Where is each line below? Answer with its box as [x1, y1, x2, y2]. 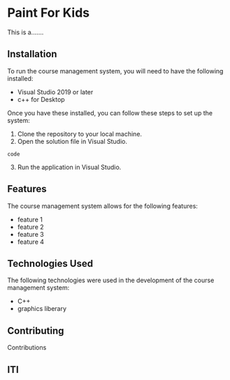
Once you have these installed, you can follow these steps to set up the [7, 108, 213, 117]
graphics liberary [17, 305, 67, 313]
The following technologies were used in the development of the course [7, 276, 215, 284]
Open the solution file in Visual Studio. [17, 137, 128, 145]
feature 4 [17, 237, 44, 246]
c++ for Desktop [17, 95, 65, 103]
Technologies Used [7, 257, 93, 270]
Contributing [7, 325, 64, 337]
